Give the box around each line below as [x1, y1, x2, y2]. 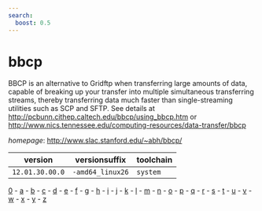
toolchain [136, 154, 173, 165]
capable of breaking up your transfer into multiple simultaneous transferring [8, 87, 254, 97]
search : [8, 11, 34, 20]
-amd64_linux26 [72, 168, 129, 177]
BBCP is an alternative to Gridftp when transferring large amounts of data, [8, 79, 248, 88]
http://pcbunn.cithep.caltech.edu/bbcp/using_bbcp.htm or [8, 112, 197, 122]
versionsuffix [75, 154, 127, 165]
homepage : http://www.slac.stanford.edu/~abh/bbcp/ [8, 135, 183, 146]
